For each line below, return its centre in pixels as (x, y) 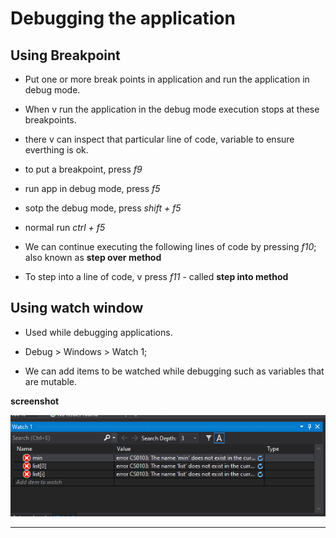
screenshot (35, 401)
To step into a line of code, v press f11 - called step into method (156, 276)
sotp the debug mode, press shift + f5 (103, 208)
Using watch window (77, 308)
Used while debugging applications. (98, 332)
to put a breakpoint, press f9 (83, 169)
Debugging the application (123, 18)
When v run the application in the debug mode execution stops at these (172, 109)
